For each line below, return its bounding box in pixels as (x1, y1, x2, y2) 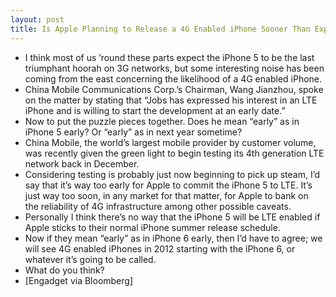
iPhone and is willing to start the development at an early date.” (24, 104, 286, 116)
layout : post (10, 14, 65, 25)
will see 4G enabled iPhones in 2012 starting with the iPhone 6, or (24, 242, 296, 255)
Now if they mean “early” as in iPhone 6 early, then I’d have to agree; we (24, 232, 323, 244)
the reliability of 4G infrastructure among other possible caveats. (24, 200, 292, 212)
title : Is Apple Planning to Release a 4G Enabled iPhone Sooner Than (10, 24, 311, 34)
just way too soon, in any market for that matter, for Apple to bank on (24, 189, 309, 201)
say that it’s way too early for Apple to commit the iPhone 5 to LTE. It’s (24, 179, 313, 191)
